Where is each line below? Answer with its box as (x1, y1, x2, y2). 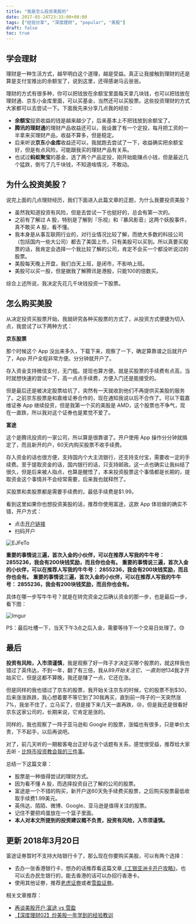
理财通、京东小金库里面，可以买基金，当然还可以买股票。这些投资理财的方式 (6, 97, 190, 104)
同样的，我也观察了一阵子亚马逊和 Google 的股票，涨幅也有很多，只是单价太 (6, 721, 190, 728)
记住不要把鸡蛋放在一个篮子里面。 (14, 809, 97, 817)
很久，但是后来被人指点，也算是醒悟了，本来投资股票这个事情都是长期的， (6, 468, 185, 475)
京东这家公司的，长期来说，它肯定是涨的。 (6, 709, 108, 716)
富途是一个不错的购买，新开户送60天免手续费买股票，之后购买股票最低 (14, 788, 185, 795)
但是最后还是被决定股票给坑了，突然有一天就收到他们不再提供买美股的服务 (6, 387, 185, 394)
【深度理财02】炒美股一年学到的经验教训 (14, 912, 114, 919)
